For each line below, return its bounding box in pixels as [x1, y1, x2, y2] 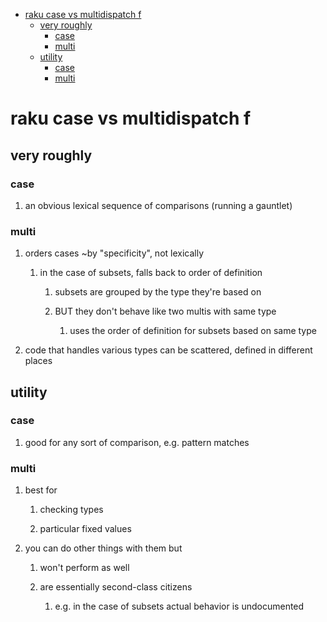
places [24, 355, 53, 367]
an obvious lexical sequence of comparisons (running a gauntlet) [24, 199, 293, 211]
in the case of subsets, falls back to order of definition [39, 267, 263, 279]
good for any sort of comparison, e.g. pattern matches [24, 436, 250, 448]
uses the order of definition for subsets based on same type [69, 325, 317, 337]
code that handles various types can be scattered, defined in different [24, 344, 313, 356]
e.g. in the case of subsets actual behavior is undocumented [54, 600, 305, 613]
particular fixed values [39, 523, 132, 535]
